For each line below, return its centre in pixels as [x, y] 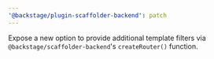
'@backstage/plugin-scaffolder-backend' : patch [88, 15]
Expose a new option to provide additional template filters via [107, 38]
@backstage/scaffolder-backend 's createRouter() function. [103, 46]
